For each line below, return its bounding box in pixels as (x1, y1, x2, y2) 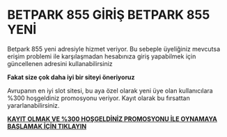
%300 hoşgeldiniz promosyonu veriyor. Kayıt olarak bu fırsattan (7, 94, 190, 102)
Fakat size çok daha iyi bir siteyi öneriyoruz (7, 73, 135, 81)
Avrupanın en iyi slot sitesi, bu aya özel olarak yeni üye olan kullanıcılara (7, 86, 214, 95)
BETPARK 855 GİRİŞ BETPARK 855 (7, 7, 210, 23)
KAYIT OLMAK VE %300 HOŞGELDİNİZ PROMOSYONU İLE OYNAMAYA (7, 115, 218, 123)
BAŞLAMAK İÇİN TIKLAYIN (7, 122, 87, 130)
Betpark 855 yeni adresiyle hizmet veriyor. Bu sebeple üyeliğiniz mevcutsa (7, 45, 221, 53)
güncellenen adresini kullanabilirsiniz (7, 59, 113, 67)
